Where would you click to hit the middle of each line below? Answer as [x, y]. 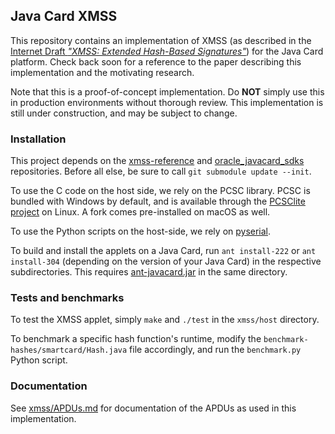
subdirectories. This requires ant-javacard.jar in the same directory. [149, 272]
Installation [38, 139]
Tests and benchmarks [67, 298]
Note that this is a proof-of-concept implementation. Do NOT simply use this [167, 91]
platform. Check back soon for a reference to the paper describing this [156, 61]
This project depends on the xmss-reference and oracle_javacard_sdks [157, 161]
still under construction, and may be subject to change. [124, 113]
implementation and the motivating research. [102, 72]
